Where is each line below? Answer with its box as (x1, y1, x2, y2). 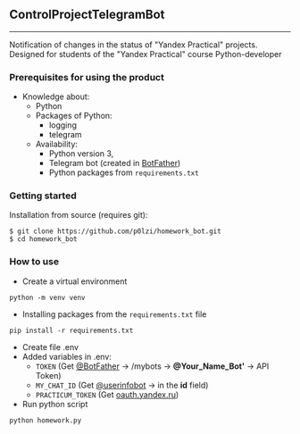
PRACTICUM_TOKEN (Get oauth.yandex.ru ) (35, 388, 179, 400)
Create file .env (21, 341, 79, 352)
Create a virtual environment (21, 276, 128, 287)
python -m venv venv (9, 293, 87, 302)
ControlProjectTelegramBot (9, 7, 165, 22)
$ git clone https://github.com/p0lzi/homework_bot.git (9, 227, 221, 236)
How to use (9, 255, 60, 268)
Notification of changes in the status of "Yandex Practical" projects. (9, 39, 258, 50)
